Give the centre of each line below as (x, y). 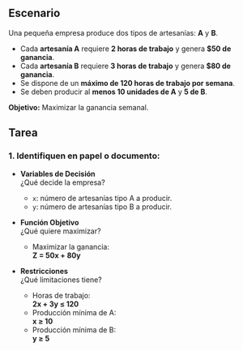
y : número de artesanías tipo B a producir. (102, 207)
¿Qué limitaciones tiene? (61, 280)
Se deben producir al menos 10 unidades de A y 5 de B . (114, 92)
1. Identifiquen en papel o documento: (84, 156)
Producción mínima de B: (74, 330)
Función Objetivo (49, 222)
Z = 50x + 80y (56, 255)
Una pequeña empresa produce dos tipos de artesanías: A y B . (113, 32)
